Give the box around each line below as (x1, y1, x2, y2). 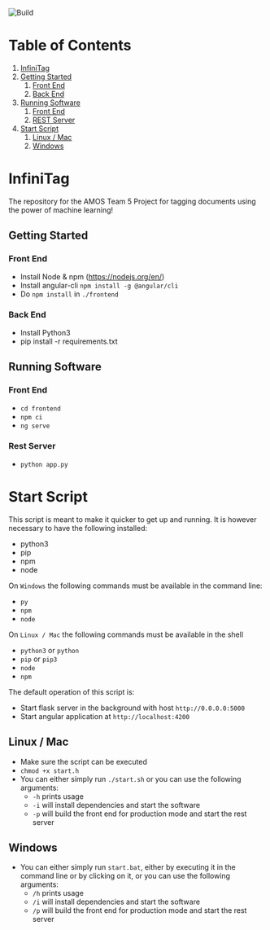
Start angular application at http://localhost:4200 (20, 711, 189, 721)
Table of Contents (8, 37, 132, 55)
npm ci (20, 413, 43, 421)
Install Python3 (20, 327, 71, 337)
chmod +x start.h (20, 766, 80, 775)
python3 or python (20, 645, 80, 655)
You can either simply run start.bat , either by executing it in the (20, 862, 236, 872)
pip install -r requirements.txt (20, 336, 118, 346)
